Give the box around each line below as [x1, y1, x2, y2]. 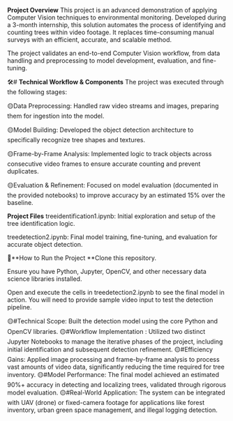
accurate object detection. [7, 240, 83, 248]
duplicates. [7, 167, 40, 175]
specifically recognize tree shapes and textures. [7, 136, 146, 144]
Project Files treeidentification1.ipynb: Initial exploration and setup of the [7, 212, 216, 220]
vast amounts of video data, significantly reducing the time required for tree [7, 362, 225, 371]
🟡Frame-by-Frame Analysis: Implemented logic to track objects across [7, 150, 212, 158]
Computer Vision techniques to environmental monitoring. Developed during [7, 13, 227, 22]
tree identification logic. [7, 220, 75, 227]
